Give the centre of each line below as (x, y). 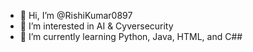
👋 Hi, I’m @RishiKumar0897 (76, 15)
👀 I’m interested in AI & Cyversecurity (96, 26)
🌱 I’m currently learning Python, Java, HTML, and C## (131, 36)
